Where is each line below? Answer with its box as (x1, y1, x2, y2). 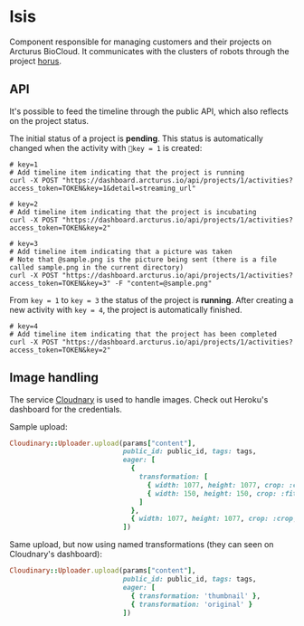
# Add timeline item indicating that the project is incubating (9, 207, 257, 216)
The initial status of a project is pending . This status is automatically (9, 133, 264, 144)
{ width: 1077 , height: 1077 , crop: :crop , (130, 514, 298, 524)
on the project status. (9, 115, 89, 126)
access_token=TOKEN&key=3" (9, 279, 111, 288)
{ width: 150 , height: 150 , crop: (147, 488, 278, 498)
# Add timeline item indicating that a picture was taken (9, 247, 233, 256)
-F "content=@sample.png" (114, 279, 213, 288)
